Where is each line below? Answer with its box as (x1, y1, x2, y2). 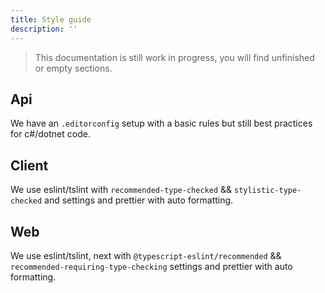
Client (10, 157, 49, 174)
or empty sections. (34, 62, 113, 74)
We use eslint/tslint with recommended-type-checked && (10, 184, 233, 196)
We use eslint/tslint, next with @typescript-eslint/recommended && (10, 249, 282, 261)
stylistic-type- (233, 186, 302, 196)
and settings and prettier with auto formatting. (44, 194, 234, 206)
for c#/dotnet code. (10, 128, 91, 140)
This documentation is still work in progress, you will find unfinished (34, 51, 315, 63)
